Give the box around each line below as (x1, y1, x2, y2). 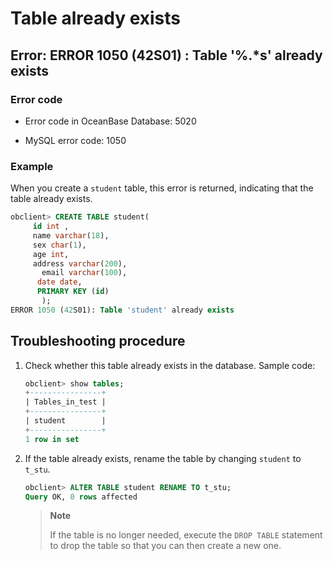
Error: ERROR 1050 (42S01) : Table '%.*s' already (10, 47, 323, 64)
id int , (32, 222, 70, 232)
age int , (32, 249, 70, 259)
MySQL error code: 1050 (24, 134, 127, 146)
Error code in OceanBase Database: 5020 (24, 115, 197, 127)
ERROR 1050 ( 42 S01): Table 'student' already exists (10, 305, 235, 315)
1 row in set (24, 434, 80, 444)
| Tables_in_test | (24, 397, 107, 407)
